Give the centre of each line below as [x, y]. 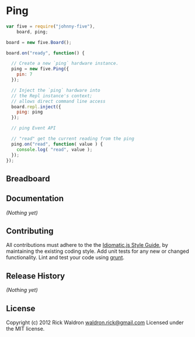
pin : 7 [25, 74]
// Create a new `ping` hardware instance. [65, 63]
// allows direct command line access [59, 101]
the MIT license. [25, 329]
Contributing [30, 231]
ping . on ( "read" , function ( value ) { [57, 144]
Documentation [35, 199]
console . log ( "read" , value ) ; [55, 149]
